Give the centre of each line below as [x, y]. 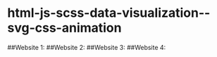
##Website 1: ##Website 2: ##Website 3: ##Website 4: [87, 47]
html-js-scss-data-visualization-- [109, 13]
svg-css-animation [64, 28]
